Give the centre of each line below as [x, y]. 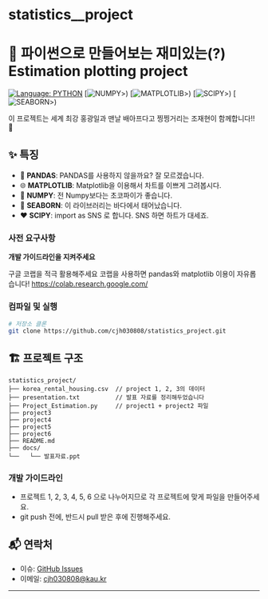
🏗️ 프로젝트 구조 [46, 358]
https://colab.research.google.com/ [90, 284]
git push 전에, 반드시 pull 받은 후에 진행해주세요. [95, 517]
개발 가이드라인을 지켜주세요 [52, 257]
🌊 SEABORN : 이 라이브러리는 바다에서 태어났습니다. [100, 205]
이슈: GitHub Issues [51, 569]
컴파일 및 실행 [33, 307]
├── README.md [32, 441]
